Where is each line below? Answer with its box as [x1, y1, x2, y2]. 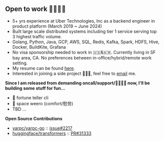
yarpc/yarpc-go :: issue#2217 [12, 125, 72, 131]
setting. [12, 60, 28, 66]
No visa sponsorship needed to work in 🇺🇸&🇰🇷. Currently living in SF [12, 49, 156, 55]
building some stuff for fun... [5, 85, 66, 91]
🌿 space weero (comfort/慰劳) [12, 100, 73, 106]
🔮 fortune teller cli [12, 94, 49, 101]
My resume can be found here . [12, 65, 75, 71]
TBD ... [12, 106, 27, 112]
